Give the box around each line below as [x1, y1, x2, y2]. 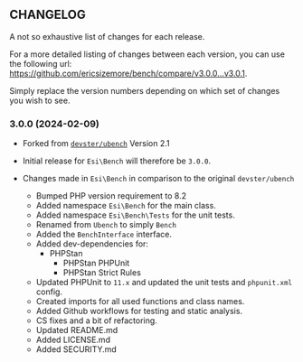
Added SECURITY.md [35, 344, 118, 355]
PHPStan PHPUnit [62, 257, 130, 269]
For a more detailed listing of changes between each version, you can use [9, 49, 285, 60]
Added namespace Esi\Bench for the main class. [35, 200, 217, 211]
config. [35, 286, 63, 297]
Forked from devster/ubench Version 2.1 [22, 138, 170, 149]
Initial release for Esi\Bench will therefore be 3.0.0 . [22, 155, 211, 166]
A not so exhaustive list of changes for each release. [9, 31, 205, 42]
